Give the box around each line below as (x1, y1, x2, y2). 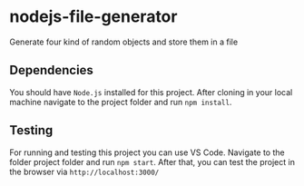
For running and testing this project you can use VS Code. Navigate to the (9, 147, 285, 158)
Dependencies (9, 63, 93, 78)
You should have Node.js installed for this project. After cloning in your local (9, 86, 293, 97)
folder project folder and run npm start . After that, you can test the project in (9, 156, 295, 167)
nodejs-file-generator (9, 6, 178, 27)
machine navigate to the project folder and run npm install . (9, 96, 232, 107)
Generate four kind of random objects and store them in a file (9, 36, 239, 47)
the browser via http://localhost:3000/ (9, 166, 160, 177)
